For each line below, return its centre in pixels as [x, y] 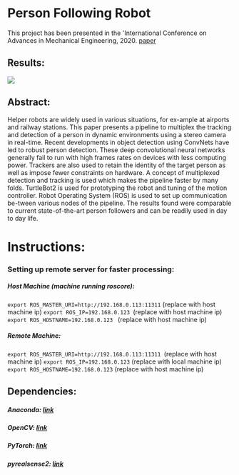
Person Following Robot [79, 13]
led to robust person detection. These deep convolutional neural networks [116, 150]
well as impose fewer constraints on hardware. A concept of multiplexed [113, 172]
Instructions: [46, 247]
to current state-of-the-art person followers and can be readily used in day [117, 210]
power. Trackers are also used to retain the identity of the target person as [117, 165]
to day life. [23, 218]
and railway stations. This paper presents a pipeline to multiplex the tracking [119, 127]
